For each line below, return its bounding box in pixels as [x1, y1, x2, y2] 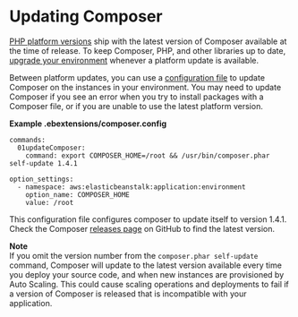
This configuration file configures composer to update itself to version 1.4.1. [9, 213, 287, 225]
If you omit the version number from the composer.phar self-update [9, 250, 259, 261]
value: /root [25, 198, 74, 207]
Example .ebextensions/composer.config [9, 118, 167, 129]
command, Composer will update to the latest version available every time [9, 260, 282, 270]
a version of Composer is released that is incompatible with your [9, 288, 247, 299]
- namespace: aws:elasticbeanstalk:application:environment [17, 182, 246, 192]
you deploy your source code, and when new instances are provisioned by [9, 269, 285, 279]
